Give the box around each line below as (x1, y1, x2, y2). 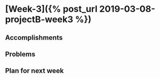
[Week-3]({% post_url (5, 3, 98, 15)
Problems (5, 50, 36, 58)
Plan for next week (5, 67, 64, 75)
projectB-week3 (5, 14, 73, 25)
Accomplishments (5, 33, 63, 42)
